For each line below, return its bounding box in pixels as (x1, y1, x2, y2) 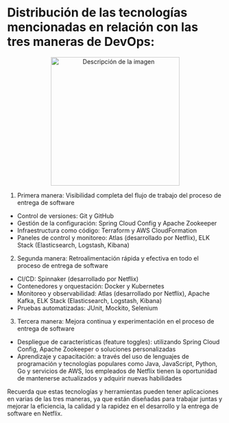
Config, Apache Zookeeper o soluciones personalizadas (16, 345, 176, 353)
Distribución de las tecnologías (7, 5, 188, 21)
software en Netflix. (7, 409, 63, 418)
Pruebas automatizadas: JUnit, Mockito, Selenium (16, 304, 158, 312)
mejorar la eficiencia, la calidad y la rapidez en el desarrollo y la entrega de (7, 402, 219, 410)
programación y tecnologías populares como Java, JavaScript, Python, (16, 359, 218, 367)
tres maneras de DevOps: (7, 34, 155, 49)
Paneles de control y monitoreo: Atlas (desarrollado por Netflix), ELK (16, 233, 210, 241)
